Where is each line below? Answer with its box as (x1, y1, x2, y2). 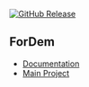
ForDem (9, 34, 56, 49)
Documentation (22, 58, 80, 69)
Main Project (22, 67, 70, 78)
